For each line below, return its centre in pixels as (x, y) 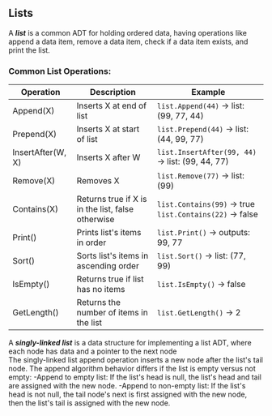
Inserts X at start (108, 129)
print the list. (29, 50)
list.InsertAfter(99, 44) (207, 152)
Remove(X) (34, 181)
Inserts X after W (108, 157)
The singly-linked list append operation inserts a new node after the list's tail (136, 360)
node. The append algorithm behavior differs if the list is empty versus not (132, 369)
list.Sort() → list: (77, (201, 256)
